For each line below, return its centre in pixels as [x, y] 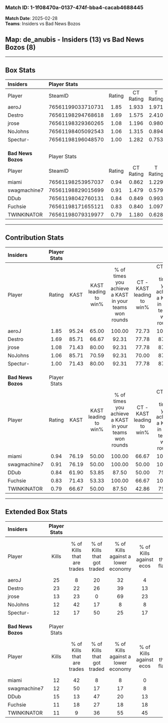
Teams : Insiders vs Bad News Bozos [43, 24]
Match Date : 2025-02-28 [31, 19]
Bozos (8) [20, 47]
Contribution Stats [34, 238]
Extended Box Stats [36, 512]
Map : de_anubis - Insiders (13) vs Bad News [74, 39]
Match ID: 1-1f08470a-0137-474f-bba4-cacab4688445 [74, 8]
